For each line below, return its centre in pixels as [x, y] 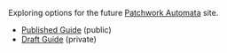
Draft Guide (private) [59, 39]
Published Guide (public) [66, 30]
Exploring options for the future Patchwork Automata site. [113, 13]
